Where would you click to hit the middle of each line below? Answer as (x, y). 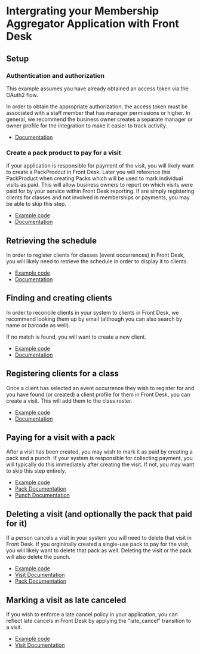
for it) (17, 523)
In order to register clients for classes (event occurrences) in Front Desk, (96, 255)
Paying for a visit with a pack (61, 437)
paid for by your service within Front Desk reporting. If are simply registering (100, 191)
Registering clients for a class (63, 374)
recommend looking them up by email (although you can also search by (94, 319)
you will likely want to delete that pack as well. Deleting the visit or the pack (99, 550)
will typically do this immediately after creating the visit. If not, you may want (100, 464)
